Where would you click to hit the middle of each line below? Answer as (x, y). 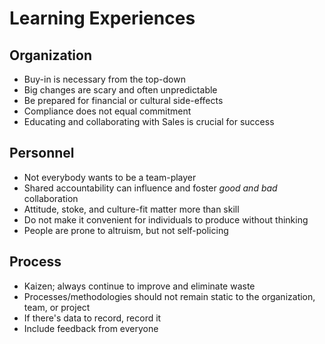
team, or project (57, 307)
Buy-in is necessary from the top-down (104, 79)
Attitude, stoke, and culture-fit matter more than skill (131, 209)
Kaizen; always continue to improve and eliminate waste (139, 286)
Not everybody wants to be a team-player (110, 177)
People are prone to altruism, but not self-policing (126, 230)
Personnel (42, 153)
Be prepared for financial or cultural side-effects (123, 100)
